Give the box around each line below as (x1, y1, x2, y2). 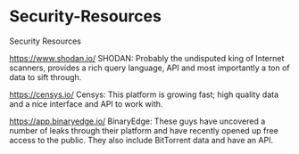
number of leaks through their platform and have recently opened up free (9, 125, 278, 135)
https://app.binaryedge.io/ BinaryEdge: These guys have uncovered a (9, 116, 266, 126)
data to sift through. (9, 71, 82, 82)
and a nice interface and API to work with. (9, 98, 163, 109)
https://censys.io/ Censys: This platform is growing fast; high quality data (9, 89, 279, 100)
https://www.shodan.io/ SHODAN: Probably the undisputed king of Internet (9, 53, 285, 63)
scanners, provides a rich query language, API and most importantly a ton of (9, 62, 290, 73)
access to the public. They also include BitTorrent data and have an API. (9, 134, 274, 145)
